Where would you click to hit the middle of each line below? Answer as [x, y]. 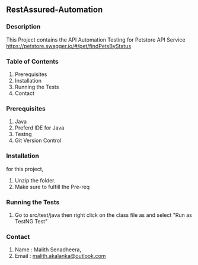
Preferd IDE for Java [39, 128]
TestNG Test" [31, 221]
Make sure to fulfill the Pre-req [52, 187]
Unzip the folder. [35, 180]
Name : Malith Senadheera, [48, 250]
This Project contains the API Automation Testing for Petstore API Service [96, 40]
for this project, [25, 169]
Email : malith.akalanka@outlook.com [60, 256]
